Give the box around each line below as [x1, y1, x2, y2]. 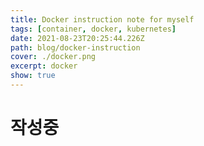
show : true [10, 71, 56, 81]
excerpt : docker [10, 61, 78, 71]
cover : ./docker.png [10, 52, 97, 62]
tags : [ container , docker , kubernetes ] [10, 24, 177, 34]
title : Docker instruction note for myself [10, 14, 195, 25]
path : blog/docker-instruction [10, 42, 141, 53]
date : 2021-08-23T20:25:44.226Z [10, 33, 145, 43]
